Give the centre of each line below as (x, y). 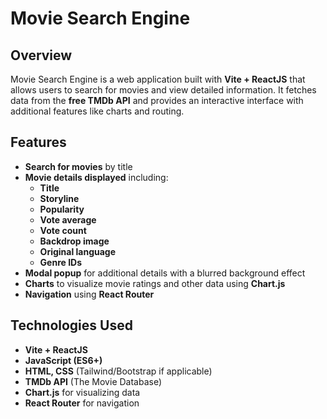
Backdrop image (74, 241)
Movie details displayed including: (96, 177)
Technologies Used (71, 325)
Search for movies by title (78, 166)
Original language (78, 251)
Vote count (63, 230)
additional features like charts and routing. (97, 111)
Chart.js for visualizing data (82, 392)
